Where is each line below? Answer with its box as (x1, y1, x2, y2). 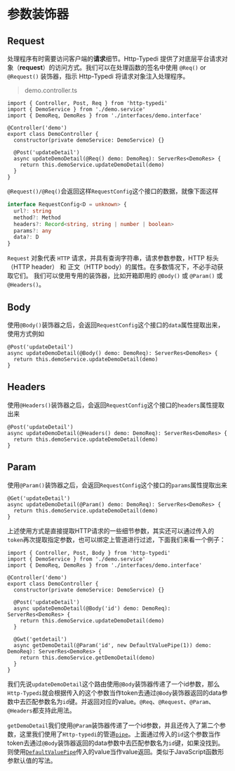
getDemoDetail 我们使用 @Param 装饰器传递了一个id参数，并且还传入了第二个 (7, 721, 220, 729)
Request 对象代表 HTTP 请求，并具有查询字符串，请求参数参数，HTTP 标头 (7, 254, 219, 263)
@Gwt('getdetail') (13, 635, 68, 643)
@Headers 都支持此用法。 (7, 706, 76, 715)
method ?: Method (13, 214, 61, 221)
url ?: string (13, 207, 52, 215)
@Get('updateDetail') (7, 494, 71, 502)
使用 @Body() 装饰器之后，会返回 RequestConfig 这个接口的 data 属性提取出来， (7, 320, 224, 329)
